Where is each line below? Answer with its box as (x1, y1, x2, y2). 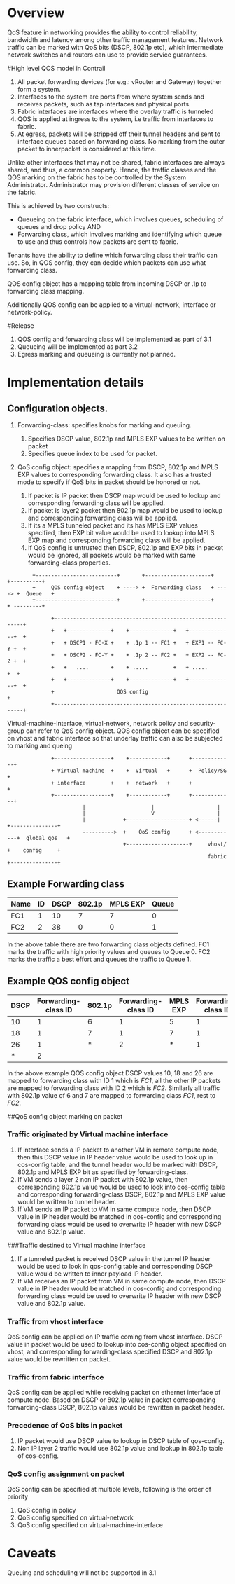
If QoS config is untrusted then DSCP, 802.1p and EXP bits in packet (27, 543, 224, 551)
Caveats (7, 1545, 57, 1562)
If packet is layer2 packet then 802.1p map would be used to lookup (27, 506, 223, 514)
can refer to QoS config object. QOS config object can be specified (25, 726, 220, 735)
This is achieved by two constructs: (7, 201, 110, 209)
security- (190, 719, 216, 727)
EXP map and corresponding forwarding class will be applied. (27, 536, 206, 544)
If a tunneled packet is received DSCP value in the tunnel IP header (17, 1254, 211, 1262)
